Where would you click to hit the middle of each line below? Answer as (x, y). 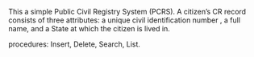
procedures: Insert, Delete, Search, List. (75, 44)
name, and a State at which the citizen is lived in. (90, 28)
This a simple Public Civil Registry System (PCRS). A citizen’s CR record (127, 12)
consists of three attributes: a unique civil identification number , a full (124, 20)
